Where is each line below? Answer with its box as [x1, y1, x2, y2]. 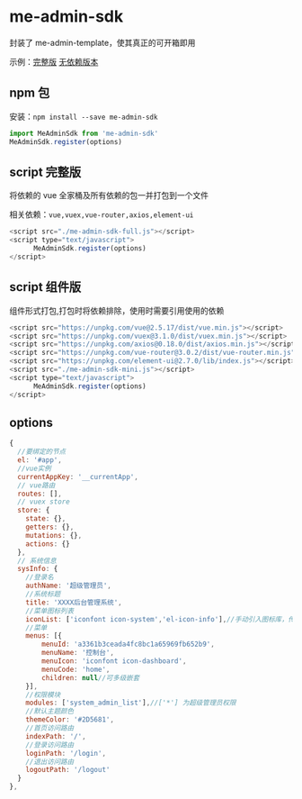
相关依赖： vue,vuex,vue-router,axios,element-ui [9, 209, 194, 220]
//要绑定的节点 [17, 448, 66, 457]
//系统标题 [25, 590, 61, 599]
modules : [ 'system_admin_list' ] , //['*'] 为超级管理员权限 [25, 698, 236, 708]
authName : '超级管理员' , [25, 581, 112, 591]
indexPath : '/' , [25, 731, 87, 740]
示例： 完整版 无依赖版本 [9, 56, 99, 67]
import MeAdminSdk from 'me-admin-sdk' [9, 129, 159, 138]
